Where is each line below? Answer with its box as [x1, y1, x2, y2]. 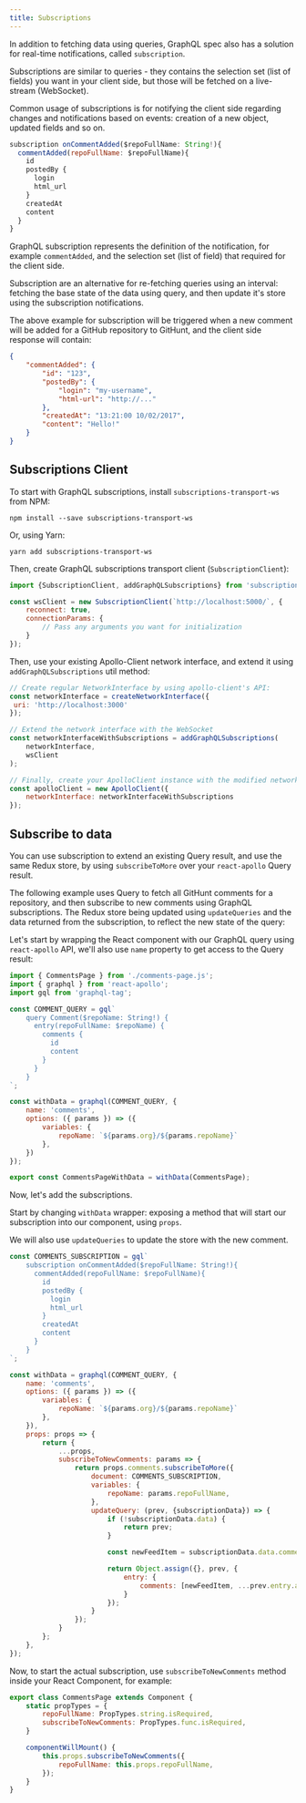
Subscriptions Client [9, 462, 129, 478]
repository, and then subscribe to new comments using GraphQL [9, 897, 252, 908]
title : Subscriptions [9, 13, 92, 23]
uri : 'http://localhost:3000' [13, 700, 128, 709]
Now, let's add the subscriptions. [9, 1190, 133, 1200]
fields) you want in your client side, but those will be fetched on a [9, 75, 254, 87]
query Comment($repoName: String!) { [25, 1013, 169, 1022]
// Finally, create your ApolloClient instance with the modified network [9, 776, 300, 785]
